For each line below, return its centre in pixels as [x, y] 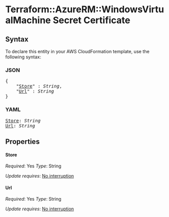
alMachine [28, 20]
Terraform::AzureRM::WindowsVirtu [85, 9]
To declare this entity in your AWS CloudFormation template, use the [77, 51]
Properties [23, 142]
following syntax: [23, 57]
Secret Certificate [92, 20]
